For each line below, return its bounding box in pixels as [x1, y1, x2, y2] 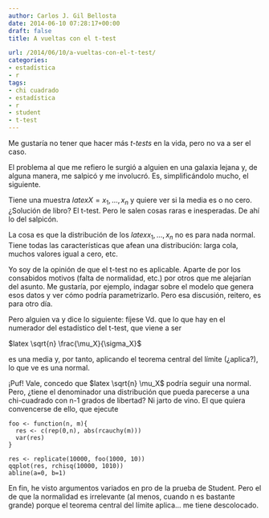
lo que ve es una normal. [8, 363, 90, 372]
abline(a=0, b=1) [8, 469, 67, 477]
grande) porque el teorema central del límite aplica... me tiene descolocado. [8, 500, 259, 510]
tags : [8, 78, 26, 87]
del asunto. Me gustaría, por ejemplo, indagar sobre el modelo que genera [8, 281, 255, 291]
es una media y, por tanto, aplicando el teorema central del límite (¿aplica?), [8, 354, 259, 363]
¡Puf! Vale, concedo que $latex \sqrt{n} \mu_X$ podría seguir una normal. [8, 378, 251, 387]
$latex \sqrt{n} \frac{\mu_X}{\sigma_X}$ [8, 338, 142, 348]
